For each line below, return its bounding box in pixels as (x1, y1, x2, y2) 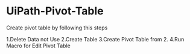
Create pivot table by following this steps (6, 24, 108, 31)
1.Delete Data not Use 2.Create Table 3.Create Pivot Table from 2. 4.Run (6, 35, 185, 43)
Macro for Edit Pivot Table (6, 42, 71, 49)
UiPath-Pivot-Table (6, 4, 104, 18)
